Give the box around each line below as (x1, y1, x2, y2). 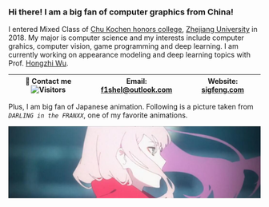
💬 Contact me (25, 76, 72, 86)
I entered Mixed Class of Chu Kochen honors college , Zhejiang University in (8, 25, 258, 34)
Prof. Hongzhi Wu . (8, 58, 69, 68)
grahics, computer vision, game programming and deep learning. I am (8, 42, 239, 51)
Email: (126, 76, 147, 86)
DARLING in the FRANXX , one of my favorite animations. (8, 110, 188, 120)
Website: (207, 76, 239, 86)
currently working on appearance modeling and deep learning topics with (8, 50, 251, 60)
